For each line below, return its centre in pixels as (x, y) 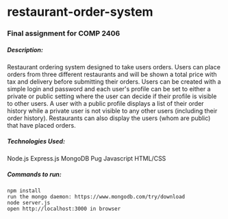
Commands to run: (34, 174)
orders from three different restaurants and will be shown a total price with (112, 74)
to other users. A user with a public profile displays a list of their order (105, 104)
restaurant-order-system (80, 12)
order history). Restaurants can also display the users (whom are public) (109, 118)
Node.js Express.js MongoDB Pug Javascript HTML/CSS (87, 159)
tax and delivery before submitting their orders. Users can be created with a (114, 82)
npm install (24, 191)
